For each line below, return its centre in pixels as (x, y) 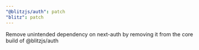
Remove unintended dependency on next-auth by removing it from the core (99, 34)
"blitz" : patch (25, 17)
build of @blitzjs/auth (32, 40)
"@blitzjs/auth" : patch (36, 12)
